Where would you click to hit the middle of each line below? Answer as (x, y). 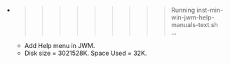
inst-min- (210, 10)
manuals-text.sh (195, 25)
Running (183, 10)
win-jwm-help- (192, 17)
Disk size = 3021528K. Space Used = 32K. (86, 53)
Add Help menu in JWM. (60, 46)
